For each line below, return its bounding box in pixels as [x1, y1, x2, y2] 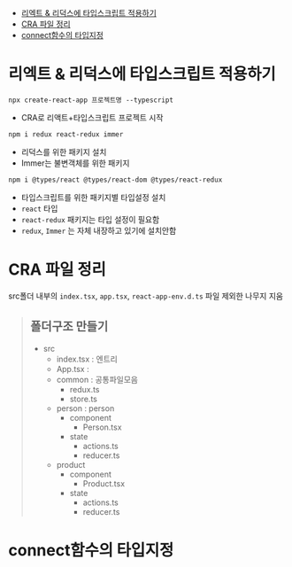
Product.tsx [82, 478, 126, 489]
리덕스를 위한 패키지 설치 [20, 146, 107, 157]
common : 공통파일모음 [56, 374, 139, 384]
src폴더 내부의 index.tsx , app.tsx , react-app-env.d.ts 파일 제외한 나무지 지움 [8, 291, 284, 301]
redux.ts [69, 384, 100, 394]
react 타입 [20, 203, 58, 214]
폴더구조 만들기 [29, 319, 109, 334]
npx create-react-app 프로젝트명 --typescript [8, 96, 174, 105]
